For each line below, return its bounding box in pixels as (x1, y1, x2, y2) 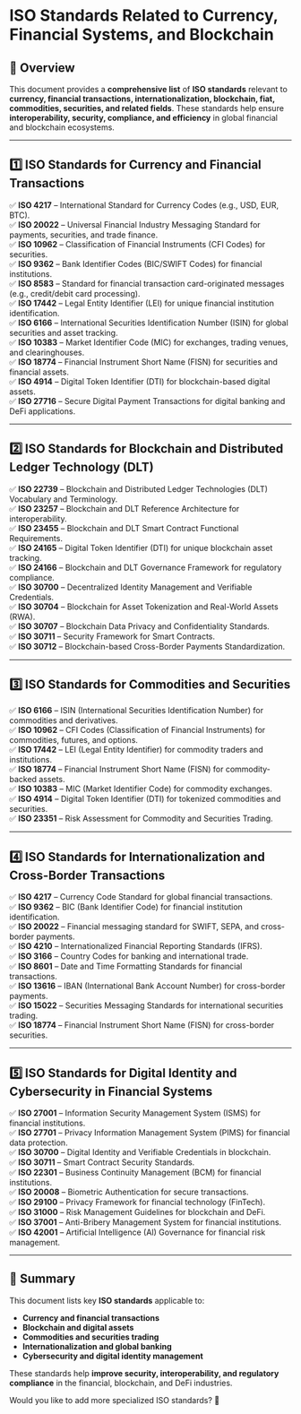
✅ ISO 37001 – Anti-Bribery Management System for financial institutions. (9, 1217, 282, 1228)
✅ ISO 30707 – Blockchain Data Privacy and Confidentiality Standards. (9, 620, 271, 632)
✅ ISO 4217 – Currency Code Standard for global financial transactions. (9, 892, 273, 902)
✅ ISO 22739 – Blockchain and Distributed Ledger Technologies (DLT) (9, 483, 269, 494)
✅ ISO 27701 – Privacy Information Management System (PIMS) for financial (9, 1127, 290, 1138)
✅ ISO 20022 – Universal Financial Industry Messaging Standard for (9, 219, 262, 229)
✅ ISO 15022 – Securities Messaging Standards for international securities (9, 1000, 284, 1011)
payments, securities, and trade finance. (9, 229, 159, 240)
